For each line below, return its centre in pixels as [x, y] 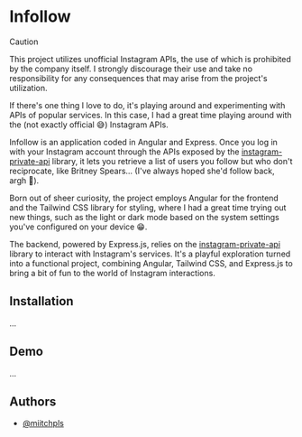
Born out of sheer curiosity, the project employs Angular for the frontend [144, 198]
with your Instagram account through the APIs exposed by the [124, 152]
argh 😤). [24, 180]
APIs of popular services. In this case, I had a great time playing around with [151, 115]
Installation [41, 301]
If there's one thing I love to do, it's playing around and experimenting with [147, 105]
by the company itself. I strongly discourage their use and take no [131, 69]
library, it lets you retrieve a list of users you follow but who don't [172, 161]
